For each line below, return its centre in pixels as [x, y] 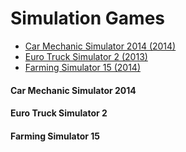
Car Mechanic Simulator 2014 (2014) [100, 46]
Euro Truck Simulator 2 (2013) [86, 56]
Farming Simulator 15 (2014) [82, 67]
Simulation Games [88, 18]
